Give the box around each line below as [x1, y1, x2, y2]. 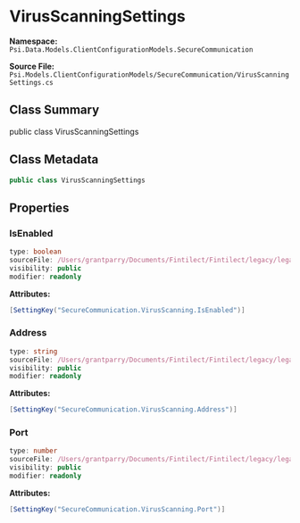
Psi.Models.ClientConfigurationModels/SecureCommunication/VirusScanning [9, 70, 290, 79]
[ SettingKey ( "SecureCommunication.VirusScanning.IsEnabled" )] [9, 305, 246, 314]
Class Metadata [9, 152, 99, 167]
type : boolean [9, 247, 62, 256]
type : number [9, 446, 58, 456]
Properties [9, 200, 70, 215]
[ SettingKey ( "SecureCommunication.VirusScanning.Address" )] [9, 405, 238, 414]
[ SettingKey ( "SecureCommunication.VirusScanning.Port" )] [9, 504, 226, 514]
